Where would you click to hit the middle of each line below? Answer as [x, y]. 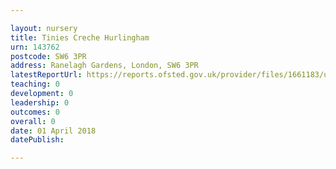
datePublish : [37, 140]
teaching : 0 [35, 84]
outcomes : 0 [35, 112]
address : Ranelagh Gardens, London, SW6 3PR [104, 66]
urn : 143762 [35, 47]
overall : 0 [33, 121]
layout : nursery [44, 28]
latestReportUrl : [46, 75]
